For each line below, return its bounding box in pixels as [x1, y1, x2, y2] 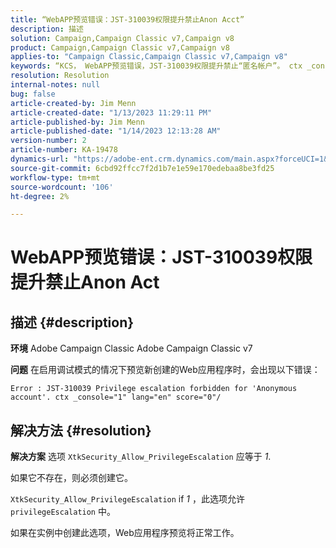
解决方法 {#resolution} [10, 422, 152, 439]
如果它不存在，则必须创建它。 [10, 472, 133, 484]
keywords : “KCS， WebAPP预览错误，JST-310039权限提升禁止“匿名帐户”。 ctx [10, 61, 303, 71]
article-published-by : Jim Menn [10, 117, 145, 127]
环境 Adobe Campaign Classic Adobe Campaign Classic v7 [10, 342, 253, 355]
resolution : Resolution [10, 71, 110, 81]
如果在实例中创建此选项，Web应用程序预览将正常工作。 [10, 527, 240, 539]
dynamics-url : [10, 154, 70, 164]
